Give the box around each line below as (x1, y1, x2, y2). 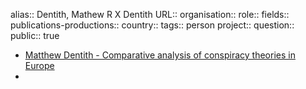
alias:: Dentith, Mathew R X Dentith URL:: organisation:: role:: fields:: (10, 9, 290, 20)
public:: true (10, 30, 60, 41)
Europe (24, 60, 55, 71)
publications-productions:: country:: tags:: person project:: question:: (10, 19, 295, 31)
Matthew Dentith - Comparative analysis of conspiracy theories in (24, 49, 296, 61)
